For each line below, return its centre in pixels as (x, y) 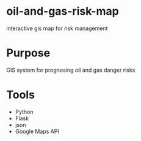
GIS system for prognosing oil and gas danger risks (71, 70)
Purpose (28, 53)
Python (24, 112)
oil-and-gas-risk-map (63, 11)
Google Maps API (37, 131)
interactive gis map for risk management (57, 28)
